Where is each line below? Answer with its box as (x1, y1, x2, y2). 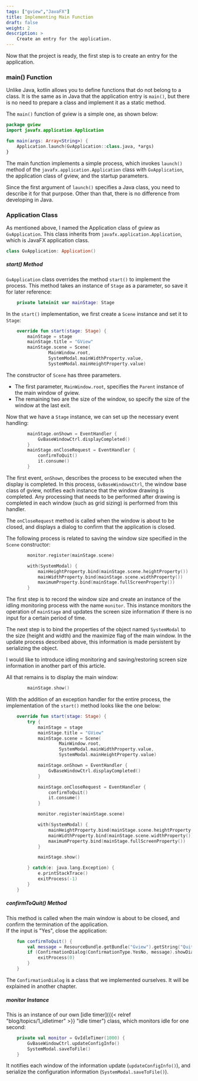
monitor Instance (6, 996, 49, 1003)
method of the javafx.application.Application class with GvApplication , (6, 166, 184, 173)
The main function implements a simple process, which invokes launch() (6, 160, 183, 167)
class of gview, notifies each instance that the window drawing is (6, 487, 164, 494)
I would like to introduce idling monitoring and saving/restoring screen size (6, 656, 187, 663)
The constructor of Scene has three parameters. (6, 371, 121, 378)
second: (6, 1023, 26, 1030)
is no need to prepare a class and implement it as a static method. (6, 99, 166, 106)
